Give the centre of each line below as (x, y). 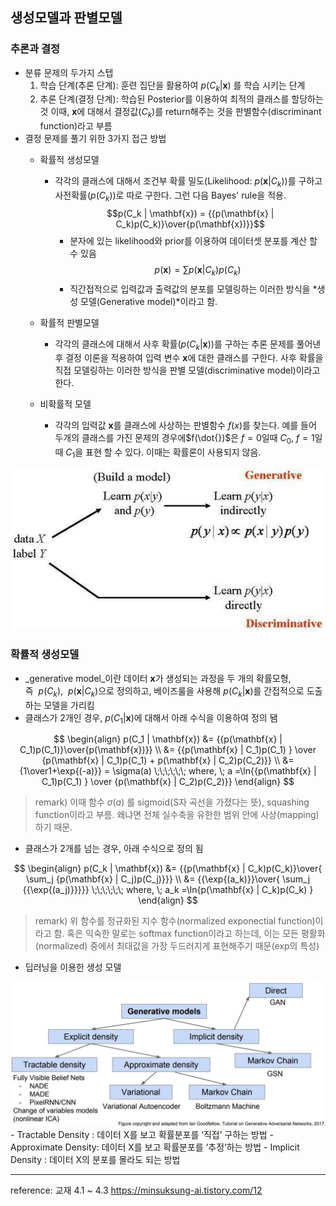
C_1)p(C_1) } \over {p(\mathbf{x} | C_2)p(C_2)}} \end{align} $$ (168, 782)
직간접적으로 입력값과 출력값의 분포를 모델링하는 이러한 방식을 (190, 289)
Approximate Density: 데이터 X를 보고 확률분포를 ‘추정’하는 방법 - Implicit (155, 1147)
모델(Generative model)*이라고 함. (149, 301)
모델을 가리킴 (69, 705)
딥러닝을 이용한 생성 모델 (73, 967)
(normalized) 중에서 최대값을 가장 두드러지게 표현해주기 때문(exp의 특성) (177, 946)
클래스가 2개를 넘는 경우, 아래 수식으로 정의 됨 (114, 849)
